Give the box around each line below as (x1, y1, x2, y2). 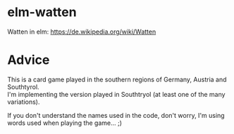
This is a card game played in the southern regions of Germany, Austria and (7, 75, 227, 83)
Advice (7, 52, 50, 68)
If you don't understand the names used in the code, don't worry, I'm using (7, 111, 225, 119)
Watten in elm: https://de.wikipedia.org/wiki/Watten (7, 27, 156, 36)
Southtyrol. (7, 82, 40, 91)
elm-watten (7, 4, 77, 20)
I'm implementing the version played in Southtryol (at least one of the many (7, 90, 226, 98)
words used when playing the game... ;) (7, 119, 122, 127)
